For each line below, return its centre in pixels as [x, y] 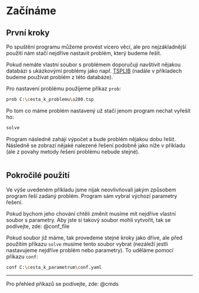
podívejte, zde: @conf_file [38, 226]
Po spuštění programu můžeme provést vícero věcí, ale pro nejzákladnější [96, 47]
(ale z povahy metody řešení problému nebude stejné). [73, 151]
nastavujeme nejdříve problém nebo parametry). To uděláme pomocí [90, 250]
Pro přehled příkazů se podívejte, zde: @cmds [62, 284]
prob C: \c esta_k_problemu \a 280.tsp [50, 99]
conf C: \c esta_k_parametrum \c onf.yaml [54, 267]
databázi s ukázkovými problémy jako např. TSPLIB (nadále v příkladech [94, 71]
